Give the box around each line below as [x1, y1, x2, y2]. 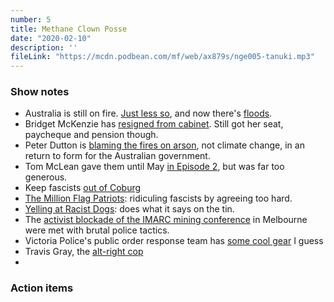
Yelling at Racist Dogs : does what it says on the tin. [24, 203, 235, 215]
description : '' [10, 42, 78, 53]
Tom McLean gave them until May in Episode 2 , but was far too [24, 161, 285, 173]
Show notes [10, 85, 70, 99]
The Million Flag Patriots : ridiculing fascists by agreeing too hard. [24, 192, 293, 205]
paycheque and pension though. [24, 129, 159, 141]
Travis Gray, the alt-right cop [24, 246, 144, 258]
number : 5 [10, 14, 52, 25]
